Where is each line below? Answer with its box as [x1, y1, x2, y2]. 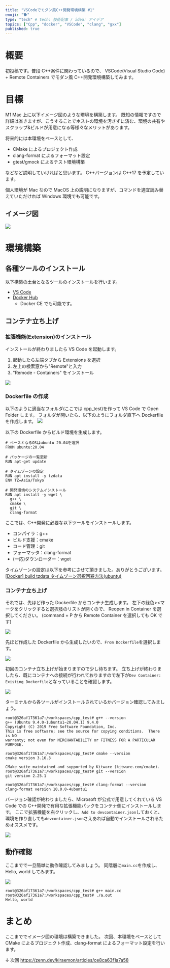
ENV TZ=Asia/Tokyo [5, 477, 44, 483]
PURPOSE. [5, 742, 24, 747]
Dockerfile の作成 [5, 393, 49, 400]
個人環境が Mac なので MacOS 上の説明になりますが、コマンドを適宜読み [5, 187, 159, 193]
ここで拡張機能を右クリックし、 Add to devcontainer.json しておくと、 [15, 809, 162, 815]
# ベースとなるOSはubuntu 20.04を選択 [5, 440, 80, 445]
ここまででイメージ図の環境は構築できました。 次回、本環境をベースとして [5, 933, 162, 939]
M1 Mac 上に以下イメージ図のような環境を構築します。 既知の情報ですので [5, 112, 161, 118]
